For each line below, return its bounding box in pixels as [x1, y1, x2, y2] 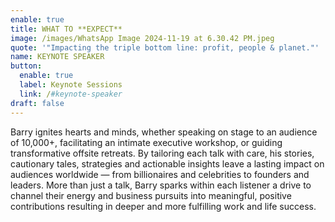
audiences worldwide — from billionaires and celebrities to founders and [10, 168, 310, 180]
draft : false [10, 98, 65, 108]
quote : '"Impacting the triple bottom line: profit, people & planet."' [10, 42, 320, 53]
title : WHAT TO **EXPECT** [10, 24, 123, 34]
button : [10, 61, 43, 71]
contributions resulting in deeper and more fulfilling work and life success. [10, 200, 317, 212]
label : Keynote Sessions [19, 80, 123, 90]
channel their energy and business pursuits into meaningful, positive [10, 189, 292, 201]
